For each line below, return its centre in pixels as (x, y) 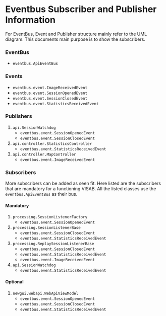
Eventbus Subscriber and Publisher (81, 9)
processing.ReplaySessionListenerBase (53, 244)
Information (30, 20)
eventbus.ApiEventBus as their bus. (41, 194)
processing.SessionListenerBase (46, 228)
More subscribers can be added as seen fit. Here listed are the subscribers (83, 183)
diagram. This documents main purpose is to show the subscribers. (75, 39)
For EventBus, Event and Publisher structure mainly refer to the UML (76, 34)
